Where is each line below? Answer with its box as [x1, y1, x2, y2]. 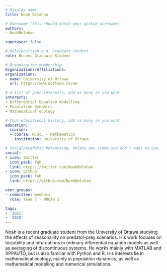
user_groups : [5, 188, 33, 193]
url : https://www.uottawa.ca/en [10, 81, 78, 86]
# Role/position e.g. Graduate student [5, 49, 89, 54]
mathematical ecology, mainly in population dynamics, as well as [5, 256, 139, 262]
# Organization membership [5, 62, 62, 67]
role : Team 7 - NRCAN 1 [10, 197, 59, 202]
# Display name [5, 7, 37, 13]
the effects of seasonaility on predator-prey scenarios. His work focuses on [5, 234, 162, 240]
